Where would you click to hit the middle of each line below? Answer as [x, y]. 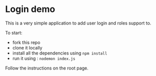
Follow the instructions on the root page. [47, 68]
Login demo [30, 9]
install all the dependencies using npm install [60, 53]
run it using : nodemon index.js [44, 58]
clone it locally [27, 47]
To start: [14, 32]
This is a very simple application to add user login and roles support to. [78, 23]
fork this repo [26, 42]
